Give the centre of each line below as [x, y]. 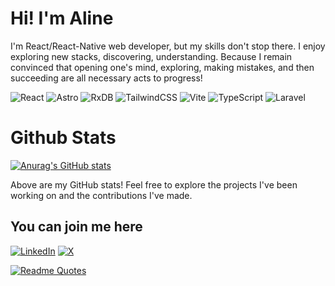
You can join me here [76, 227]
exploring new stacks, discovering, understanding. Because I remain [151, 56]
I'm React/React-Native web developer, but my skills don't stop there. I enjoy [168, 46]
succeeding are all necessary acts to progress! [106, 78]
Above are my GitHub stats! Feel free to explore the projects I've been [154, 184]
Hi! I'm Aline [62, 18]
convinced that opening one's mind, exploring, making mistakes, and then [162, 67]
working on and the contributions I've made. [101, 195]
